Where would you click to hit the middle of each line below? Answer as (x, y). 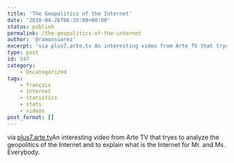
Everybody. (24, 152)
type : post (23, 53)
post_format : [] (31, 117)
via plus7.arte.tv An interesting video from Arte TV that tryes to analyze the (113, 137)
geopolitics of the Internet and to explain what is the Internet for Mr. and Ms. (117, 144)
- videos (32, 111)
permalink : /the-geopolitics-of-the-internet (74, 33)
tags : (15, 78)
